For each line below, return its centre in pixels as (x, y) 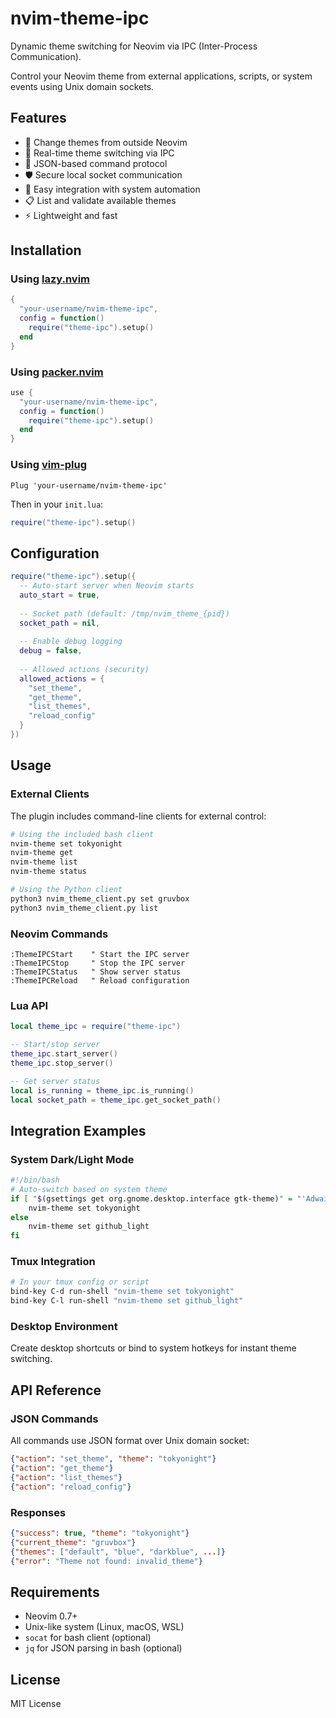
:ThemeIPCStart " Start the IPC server (100, 954)
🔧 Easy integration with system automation (112, 189)
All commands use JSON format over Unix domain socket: (130, 1441)
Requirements (55, 1592)
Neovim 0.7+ (51, 1616)
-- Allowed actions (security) (84, 669)
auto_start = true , (60, 595)
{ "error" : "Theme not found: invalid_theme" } (106, 1561)
